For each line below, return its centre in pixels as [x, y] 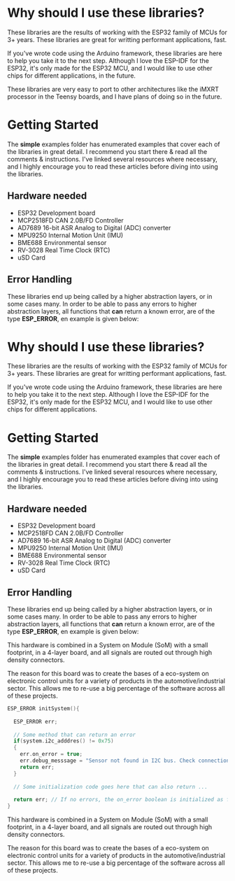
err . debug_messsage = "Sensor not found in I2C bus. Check [108, 761]
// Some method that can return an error [75, 735]
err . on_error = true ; [51, 754]
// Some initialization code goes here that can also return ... [111, 787]
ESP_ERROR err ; [36, 721]
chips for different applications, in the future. [72, 76]
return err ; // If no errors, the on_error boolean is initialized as [119, 800]
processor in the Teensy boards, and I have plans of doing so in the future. [115, 97]
